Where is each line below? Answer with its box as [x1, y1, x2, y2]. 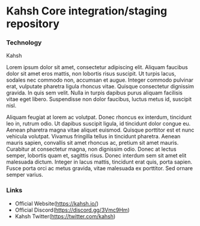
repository [6, 17, 60, 31]
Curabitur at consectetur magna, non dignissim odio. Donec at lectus [6, 145, 177, 153]
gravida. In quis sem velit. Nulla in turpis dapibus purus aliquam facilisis [6, 89, 183, 97]
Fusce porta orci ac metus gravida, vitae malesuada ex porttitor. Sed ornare [6, 165, 193, 172]
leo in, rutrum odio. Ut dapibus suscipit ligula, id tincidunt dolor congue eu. [6, 120, 191, 127]
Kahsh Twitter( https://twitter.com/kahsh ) [14, 212, 116, 220]
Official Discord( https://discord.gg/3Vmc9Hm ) [14, 206, 130, 213]
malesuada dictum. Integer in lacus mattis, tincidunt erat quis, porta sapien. [6, 158, 192, 166]
